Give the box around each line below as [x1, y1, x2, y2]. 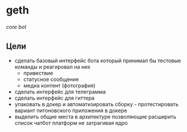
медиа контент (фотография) [23, 82, 96, 89]
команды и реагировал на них [14, 63, 91, 70]
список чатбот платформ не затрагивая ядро [14, 119, 128, 126]
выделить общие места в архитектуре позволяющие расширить [14, 113, 176, 120]
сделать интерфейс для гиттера [14, 94, 95, 101]
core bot [6, 23, 27, 30]
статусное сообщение [23, 76, 79, 83]
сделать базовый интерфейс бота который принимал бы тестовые [14, 57, 181, 64]
